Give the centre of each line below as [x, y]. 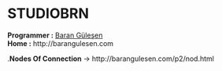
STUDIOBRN [48, 14]
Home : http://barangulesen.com [61, 43]
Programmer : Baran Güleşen [55, 35]
